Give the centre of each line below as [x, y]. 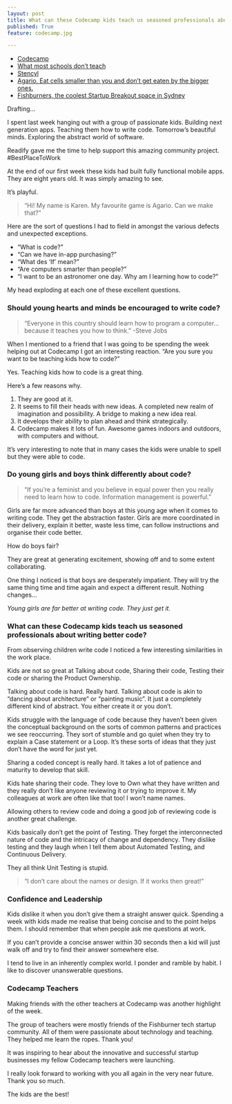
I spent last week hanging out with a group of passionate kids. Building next [115, 123]
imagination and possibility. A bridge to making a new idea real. [107, 414]
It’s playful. [23, 192]
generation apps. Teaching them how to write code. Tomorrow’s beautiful [112, 130]
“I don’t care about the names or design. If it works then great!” [114, 882]
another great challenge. [42, 819]
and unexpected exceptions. [48, 234]
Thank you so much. [36, 1080]
